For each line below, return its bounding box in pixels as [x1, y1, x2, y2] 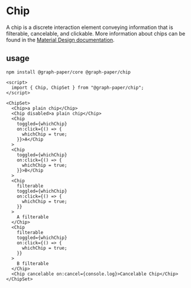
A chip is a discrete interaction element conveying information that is [6, 24, 173, 31]
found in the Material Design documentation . [6, 36, 115, 43]
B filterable [17, 260, 49, 267]
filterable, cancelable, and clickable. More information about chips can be [6, 30, 186, 37]
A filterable [17, 214, 49, 220]
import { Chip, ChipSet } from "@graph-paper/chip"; [11, 85, 144, 90]
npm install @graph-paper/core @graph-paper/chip [6, 69, 131, 75]
